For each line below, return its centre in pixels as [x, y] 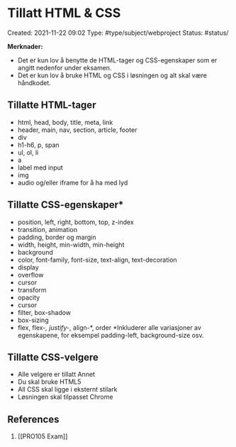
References [33, 419]
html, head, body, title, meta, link [65, 122]
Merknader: [25, 46]
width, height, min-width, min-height [71, 244]
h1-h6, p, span [38, 145]
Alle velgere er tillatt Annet [56, 375]
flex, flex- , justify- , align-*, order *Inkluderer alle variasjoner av [109, 327]
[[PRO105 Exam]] [43, 436]
